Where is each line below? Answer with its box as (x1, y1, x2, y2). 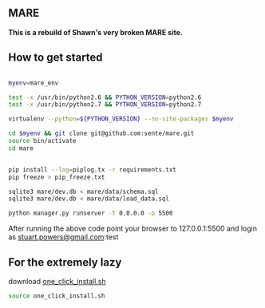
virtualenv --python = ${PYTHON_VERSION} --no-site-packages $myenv (8, 115, 234, 123)
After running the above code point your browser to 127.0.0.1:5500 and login (8, 223, 258, 234)
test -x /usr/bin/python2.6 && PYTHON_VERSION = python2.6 (8, 93, 202, 101)
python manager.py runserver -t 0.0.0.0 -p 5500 (8, 209, 173, 218)
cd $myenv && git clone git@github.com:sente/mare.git (8, 129, 195, 138)
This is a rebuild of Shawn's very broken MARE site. (8, 27, 184, 37)
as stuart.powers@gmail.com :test (8, 232, 119, 242)
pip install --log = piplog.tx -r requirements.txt (8, 165, 177, 174)
